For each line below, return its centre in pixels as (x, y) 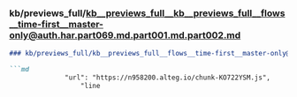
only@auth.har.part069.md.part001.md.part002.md (125, 35)
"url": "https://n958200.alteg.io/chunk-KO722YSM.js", (168, 78)
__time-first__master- (57, 24)
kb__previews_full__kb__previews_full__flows (185, 13)
